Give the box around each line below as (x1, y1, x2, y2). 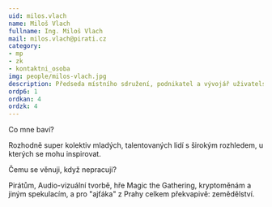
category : (8, 42, 42, 50)
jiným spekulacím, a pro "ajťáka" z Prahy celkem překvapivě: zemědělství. (8, 189, 255, 199)
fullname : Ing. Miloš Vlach (8, 27, 104, 35)
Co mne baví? (8, 125, 54, 135)
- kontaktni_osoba (8, 65, 70, 73)
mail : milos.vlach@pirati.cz (8, 34, 107, 43)
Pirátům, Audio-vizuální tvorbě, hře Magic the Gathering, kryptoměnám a (8, 180, 252, 191)
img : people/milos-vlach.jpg (8, 72, 107, 80)
